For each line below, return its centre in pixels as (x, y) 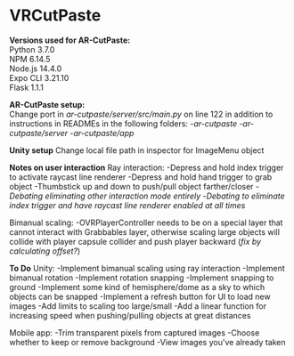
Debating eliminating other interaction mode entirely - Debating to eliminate (147, 196)
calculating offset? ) (45, 251)
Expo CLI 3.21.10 (39, 77)
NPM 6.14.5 (30, 59)
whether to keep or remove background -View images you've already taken (148, 342)
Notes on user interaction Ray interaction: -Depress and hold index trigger (147, 167)
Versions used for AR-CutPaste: (70, 40)
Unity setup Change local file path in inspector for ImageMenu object (137, 150)
